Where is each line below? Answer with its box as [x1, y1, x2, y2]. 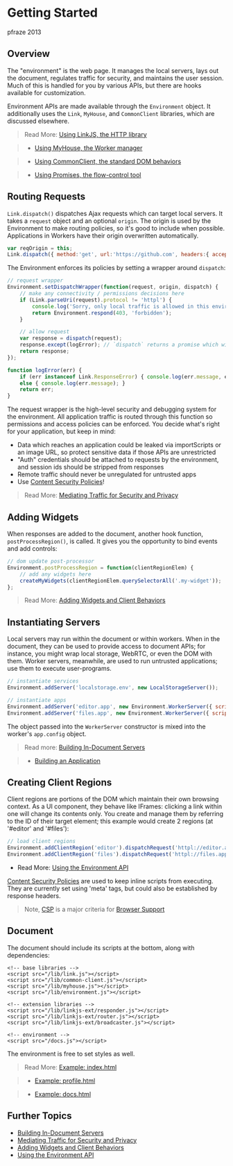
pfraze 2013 [7, 28, 42, 36]
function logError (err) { [7, 367, 82, 374]
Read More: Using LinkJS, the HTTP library [24, 130, 147, 138]
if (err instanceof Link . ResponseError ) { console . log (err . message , [19, 373, 222, 380]
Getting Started [7, 5, 98, 21]
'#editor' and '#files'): [7, 824, 69, 833]
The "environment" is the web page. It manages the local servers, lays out [7, 66, 219, 74]
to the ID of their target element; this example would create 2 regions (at [7, 817, 214, 826]
